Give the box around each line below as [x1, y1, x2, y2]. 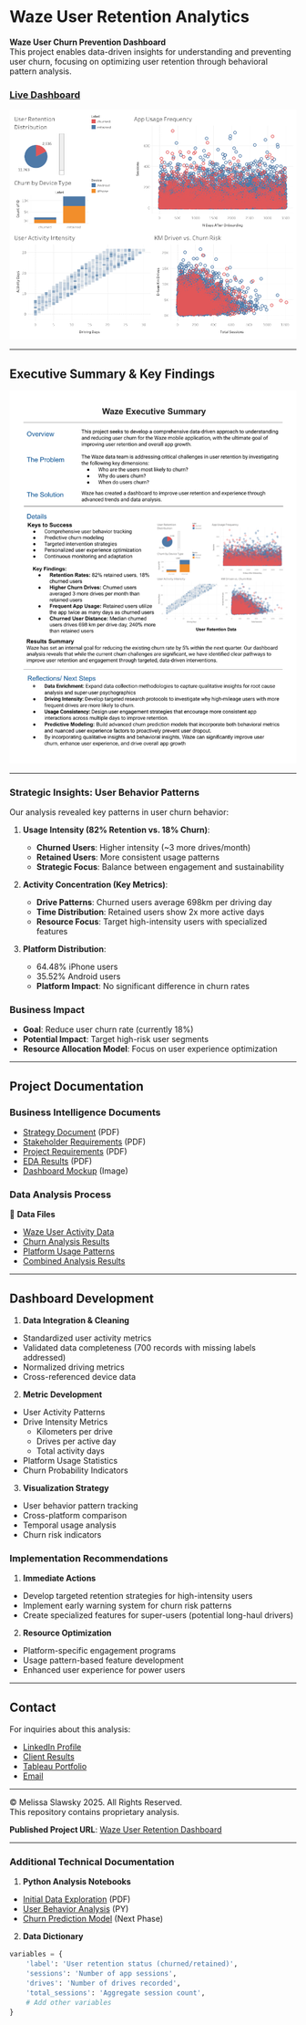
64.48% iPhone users [36, 961, 118, 972]
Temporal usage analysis [22, 1519, 117, 1530]
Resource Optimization [22, 1627, 112, 1639]
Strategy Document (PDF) [22, 1126, 120, 1137]
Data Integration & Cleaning [22, 1314, 130, 1325]
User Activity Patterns [22, 1406, 106, 1417]
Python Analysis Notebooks [22, 1876, 132, 1887]
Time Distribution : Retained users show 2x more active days [36, 906, 265, 917]
